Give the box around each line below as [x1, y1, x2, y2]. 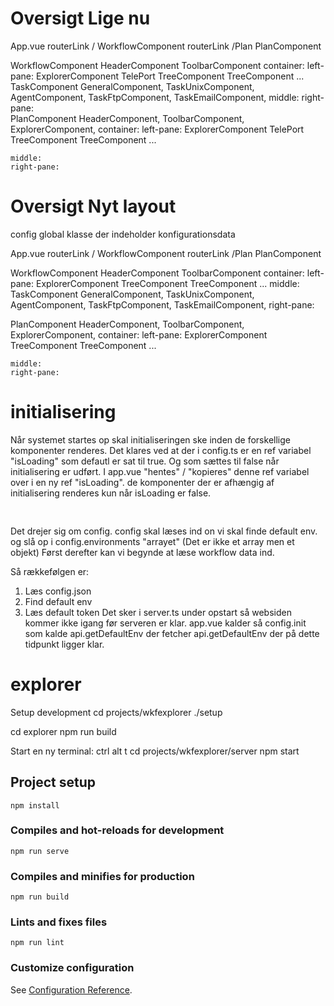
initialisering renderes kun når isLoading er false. [10, 487, 212, 499]
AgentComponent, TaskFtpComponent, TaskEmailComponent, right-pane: [10, 298, 315, 311]
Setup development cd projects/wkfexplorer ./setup [10, 706, 223, 718]
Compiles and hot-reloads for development [10, 823, 225, 837]
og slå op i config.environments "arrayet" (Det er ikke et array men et [10, 535, 295, 547]
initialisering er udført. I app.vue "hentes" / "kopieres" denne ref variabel [10, 465, 310, 477]
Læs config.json [24, 585, 92, 597]
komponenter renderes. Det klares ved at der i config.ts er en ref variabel [10, 444, 312, 456]
